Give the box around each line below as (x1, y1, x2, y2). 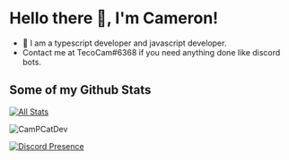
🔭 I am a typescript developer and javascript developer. (22, 38, 227, 48)
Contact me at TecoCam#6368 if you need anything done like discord (22, 46, 281, 57)
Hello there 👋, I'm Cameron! (9, 8, 219, 29)
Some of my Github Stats (9, 82, 152, 97)
